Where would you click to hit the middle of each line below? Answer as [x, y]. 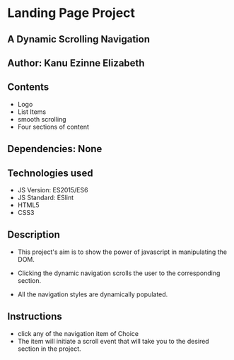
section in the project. [49, 349]
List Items [32, 112]
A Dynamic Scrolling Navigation [79, 39]
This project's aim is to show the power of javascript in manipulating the [122, 252]
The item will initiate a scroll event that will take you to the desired [113, 341]
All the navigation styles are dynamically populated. [93, 294]
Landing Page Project [71, 13]
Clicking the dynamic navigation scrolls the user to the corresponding [119, 273]
